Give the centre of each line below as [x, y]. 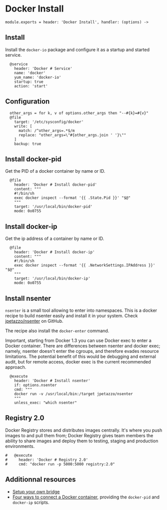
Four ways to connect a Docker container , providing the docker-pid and [86, 497]
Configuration [27, 102]
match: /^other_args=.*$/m [46, 131]
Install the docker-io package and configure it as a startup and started [77, 49]
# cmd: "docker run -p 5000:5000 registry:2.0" [60, 464]
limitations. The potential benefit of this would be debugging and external [81, 356]
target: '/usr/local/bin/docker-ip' [52, 279]
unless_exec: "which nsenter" [46, 403]
